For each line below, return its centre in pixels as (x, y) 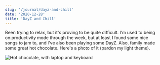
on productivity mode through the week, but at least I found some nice (77, 38)
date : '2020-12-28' (25, 14)
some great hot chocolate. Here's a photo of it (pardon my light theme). (78, 48)
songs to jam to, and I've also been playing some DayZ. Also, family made (80, 43)
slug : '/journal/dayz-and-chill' (40, 10)
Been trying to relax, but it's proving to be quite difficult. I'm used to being (80, 33)
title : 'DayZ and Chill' (31, 19)
